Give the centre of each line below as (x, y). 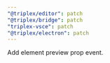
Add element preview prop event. (55, 53)
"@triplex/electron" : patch (48, 33)
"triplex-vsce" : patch (40, 26)
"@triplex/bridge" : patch (45, 20)
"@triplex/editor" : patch (45, 13)
